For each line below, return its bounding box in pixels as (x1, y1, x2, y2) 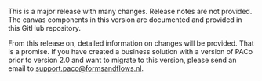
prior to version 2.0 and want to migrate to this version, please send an (8, 55, 237, 64)
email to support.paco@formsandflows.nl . (8, 64, 144, 73)
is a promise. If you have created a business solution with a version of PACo (8, 47, 253, 56)
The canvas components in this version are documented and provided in (8, 15, 242, 24)
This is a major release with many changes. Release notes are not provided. (8, 7, 253, 16)
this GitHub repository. (8, 24, 81, 32)
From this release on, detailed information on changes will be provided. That (8, 39, 255, 48)
